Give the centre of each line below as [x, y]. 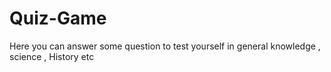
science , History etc [52, 56]
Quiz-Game [58, 18]
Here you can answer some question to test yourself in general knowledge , [165, 46]
